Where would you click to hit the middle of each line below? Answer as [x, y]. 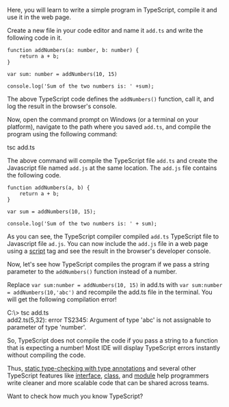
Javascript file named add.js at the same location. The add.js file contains [112, 168]
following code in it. [35, 38]
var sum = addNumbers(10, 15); [52, 212]
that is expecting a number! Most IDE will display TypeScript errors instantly [114, 348]
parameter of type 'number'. [47, 327]
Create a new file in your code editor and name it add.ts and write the [105, 30]
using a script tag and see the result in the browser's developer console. [109, 251]
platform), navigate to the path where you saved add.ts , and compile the [109, 127]
